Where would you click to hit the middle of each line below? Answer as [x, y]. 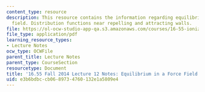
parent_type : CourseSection [42, 62]
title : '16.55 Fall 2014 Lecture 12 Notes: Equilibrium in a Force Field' [103, 74]
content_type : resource [37, 12]
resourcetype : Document [37, 68]
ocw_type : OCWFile [30, 51]
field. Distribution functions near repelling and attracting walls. [102, 23]
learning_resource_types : [39, 40]
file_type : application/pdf [42, 34]
